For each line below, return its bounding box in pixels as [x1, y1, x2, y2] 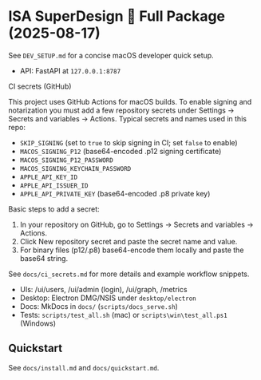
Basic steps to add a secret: [8, 204, 100, 214]
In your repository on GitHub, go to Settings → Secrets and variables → [19, 220, 254, 229]
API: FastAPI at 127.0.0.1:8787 [19, 65, 121, 75]
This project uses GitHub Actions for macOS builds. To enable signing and [8, 97, 252, 106]
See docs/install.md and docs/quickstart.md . [8, 362, 160, 372]
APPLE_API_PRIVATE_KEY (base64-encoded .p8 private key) [19, 188, 211, 198]
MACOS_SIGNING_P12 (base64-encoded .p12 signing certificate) [19, 146, 222, 156]
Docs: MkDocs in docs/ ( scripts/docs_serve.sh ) [19, 301, 178, 311]
